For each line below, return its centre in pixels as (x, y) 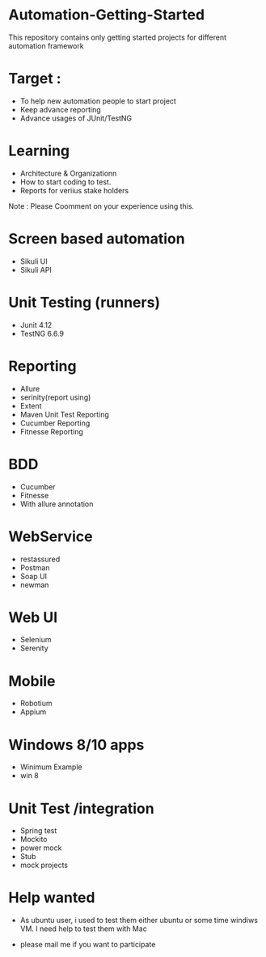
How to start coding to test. (65, 182)
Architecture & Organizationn (68, 173)
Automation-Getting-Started (106, 15)
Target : (35, 79)
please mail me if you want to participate (88, 945)
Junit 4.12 (36, 324)
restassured (40, 559)
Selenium (36, 640)
